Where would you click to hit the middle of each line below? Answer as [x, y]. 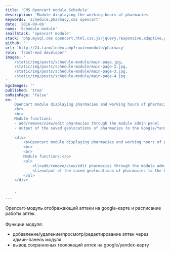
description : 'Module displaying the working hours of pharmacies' [78, 15]
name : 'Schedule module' [31, 29]
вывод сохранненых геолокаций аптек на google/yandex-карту [81, 245]
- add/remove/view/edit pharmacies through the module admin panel [87, 123]
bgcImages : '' [20, 85]
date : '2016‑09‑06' [26, 24]
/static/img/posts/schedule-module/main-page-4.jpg [70, 76]
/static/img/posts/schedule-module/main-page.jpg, [69, 62]
